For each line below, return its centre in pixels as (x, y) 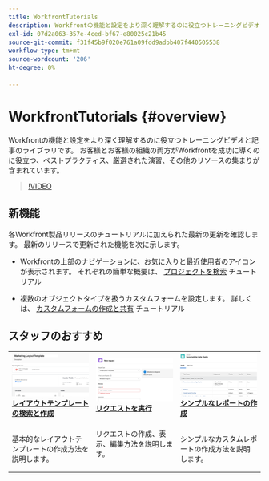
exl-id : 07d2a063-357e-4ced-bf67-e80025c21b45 (87, 34)
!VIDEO (40, 186)
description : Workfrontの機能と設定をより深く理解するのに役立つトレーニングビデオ (134, 25)
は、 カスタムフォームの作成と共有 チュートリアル (102, 308)
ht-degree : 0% (32, 68)
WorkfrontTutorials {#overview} (117, 117)
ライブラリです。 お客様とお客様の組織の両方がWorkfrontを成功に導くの (141, 150)
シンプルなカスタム (211, 439)
